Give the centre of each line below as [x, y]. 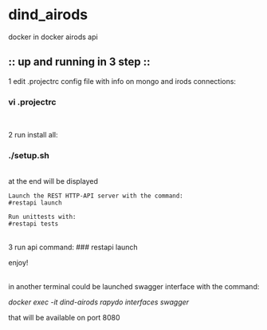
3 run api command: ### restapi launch [73, 247]
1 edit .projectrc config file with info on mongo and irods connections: [122, 81]
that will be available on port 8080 [65, 318]
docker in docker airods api [53, 37]
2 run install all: [33, 135]
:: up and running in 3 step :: [79, 62]
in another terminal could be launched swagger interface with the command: [134, 287]
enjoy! [18, 263]
